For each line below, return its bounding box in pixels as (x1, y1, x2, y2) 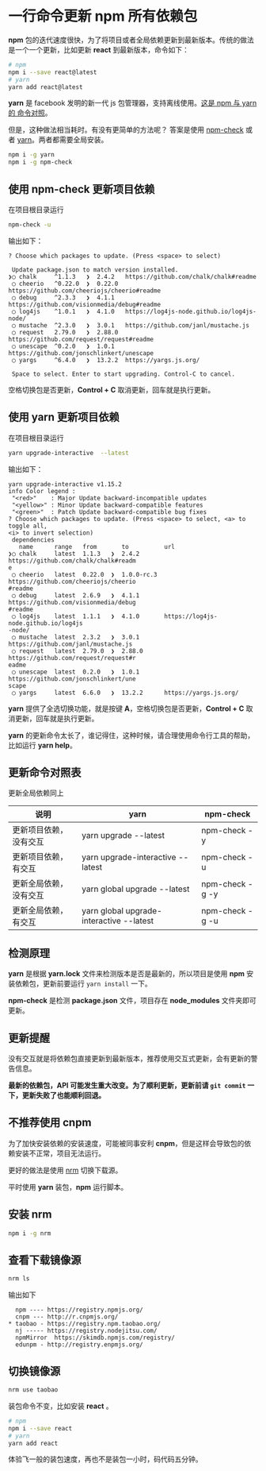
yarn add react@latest (8, 83, 83, 91)
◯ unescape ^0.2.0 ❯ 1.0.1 (11, 342, 115, 350)
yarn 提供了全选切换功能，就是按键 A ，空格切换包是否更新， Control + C (8, 704, 245, 713)
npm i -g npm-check (8, 158, 73, 167)
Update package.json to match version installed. (11, 265, 179, 274)
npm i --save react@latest (8, 68, 97, 76)
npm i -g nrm (8, 1229, 51, 1237)
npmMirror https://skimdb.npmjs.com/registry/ (15, 1334, 176, 1342)
